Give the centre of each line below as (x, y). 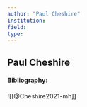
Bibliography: (28, 80)
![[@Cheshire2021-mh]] (42, 96)
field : (17, 27)
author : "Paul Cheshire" (44, 14)
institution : (27, 21)
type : (15, 34)
